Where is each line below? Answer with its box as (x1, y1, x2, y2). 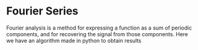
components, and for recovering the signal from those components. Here (6, 30, 188, 37)
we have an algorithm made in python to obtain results (6, 37, 142, 44)
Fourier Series (6, 4, 78, 18)
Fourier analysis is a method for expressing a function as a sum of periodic (6, 24, 192, 31)
